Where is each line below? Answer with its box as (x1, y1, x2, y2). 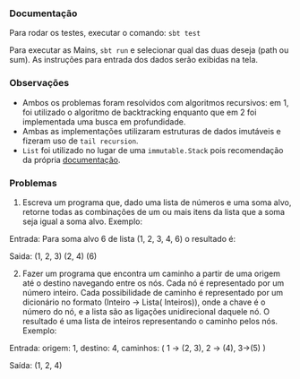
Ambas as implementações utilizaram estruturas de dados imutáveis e (21, 125, 281, 136)
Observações (9, 77, 70, 90)
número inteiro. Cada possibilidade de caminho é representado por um (21, 287, 284, 297)
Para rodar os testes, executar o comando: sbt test (9, 28, 201, 39)
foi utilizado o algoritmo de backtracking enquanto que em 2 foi (21, 107, 257, 117)
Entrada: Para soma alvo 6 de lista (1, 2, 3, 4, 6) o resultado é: (9, 233, 236, 244)
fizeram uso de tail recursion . (21, 135, 139, 146)
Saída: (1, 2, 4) (9, 359, 63, 370)
